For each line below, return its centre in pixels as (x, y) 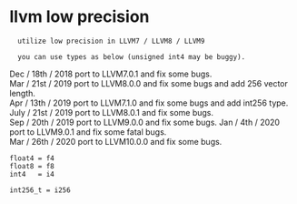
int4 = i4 (32, 174)
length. (23, 93)
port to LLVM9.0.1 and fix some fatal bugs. (88, 132)
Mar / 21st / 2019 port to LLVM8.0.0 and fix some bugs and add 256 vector (149, 83)
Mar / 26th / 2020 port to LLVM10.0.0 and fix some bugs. (116, 141)
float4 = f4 (32, 158)
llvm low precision (79, 17)
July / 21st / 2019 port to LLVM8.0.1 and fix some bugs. (112, 112)
